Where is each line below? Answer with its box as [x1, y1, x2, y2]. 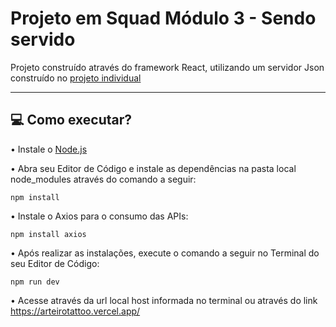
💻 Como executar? [10, 112, 133, 129]
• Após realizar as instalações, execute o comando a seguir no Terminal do [10, 247, 320, 259]
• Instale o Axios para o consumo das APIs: [10, 210, 189, 222]
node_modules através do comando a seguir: [10, 173, 197, 185]
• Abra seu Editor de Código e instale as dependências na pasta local [10, 162, 297, 174]
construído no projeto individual [10, 72, 142, 84]
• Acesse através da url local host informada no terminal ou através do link [10, 294, 318, 306]
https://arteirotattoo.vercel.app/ [10, 305, 141, 317]
